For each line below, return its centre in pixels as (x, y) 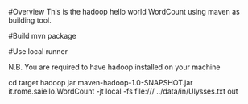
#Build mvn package (42, 36)
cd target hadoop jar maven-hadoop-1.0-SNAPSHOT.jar (101, 83)
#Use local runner (38, 51)
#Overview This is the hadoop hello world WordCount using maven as (124, 12)
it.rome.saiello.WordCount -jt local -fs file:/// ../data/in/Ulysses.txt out (124, 91)
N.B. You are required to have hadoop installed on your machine (114, 67)
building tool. (30, 20)
